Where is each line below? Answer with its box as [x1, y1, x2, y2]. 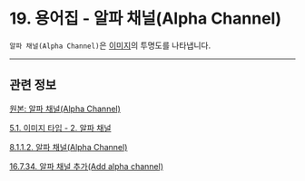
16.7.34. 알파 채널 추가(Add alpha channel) [9, 160, 164, 172]
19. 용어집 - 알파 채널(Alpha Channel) [9, 8, 281, 29]
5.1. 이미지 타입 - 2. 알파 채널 [9, 122, 112, 133]
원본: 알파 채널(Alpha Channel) [9, 103, 121, 114]
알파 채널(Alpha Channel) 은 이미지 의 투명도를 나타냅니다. [9, 40, 212, 51]
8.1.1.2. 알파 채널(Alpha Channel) [9, 141, 128, 152]
